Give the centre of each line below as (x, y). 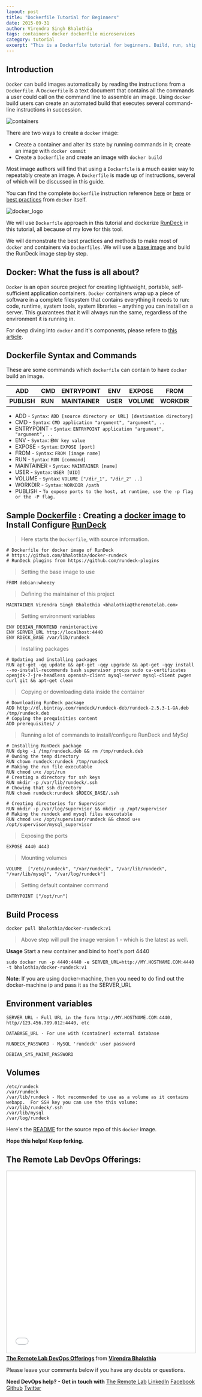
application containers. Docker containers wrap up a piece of (105, 293)
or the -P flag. (35, 497)
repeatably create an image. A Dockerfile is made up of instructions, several (101, 175)
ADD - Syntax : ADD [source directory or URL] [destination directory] (104, 416)
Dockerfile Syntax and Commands (72, 355)
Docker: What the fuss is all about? (73, 273)
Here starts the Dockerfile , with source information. (85, 539)
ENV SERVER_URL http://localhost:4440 (55, 633)
